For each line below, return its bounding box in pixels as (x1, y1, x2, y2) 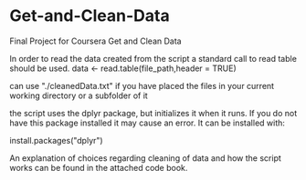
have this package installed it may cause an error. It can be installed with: (9, 117, 286, 128)
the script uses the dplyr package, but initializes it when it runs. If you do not (9, 107, 298, 118)
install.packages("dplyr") (9, 135, 103, 145)
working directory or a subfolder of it (9, 90, 148, 101)
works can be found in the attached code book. (9, 162, 188, 173)
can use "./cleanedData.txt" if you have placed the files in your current (9, 80, 275, 91)
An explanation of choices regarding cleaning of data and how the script (9, 152, 281, 164)
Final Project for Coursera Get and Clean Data (9, 35, 182, 46)
